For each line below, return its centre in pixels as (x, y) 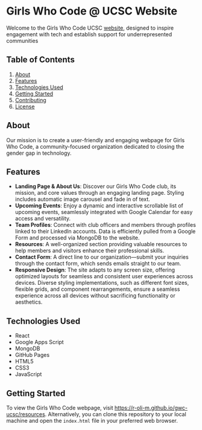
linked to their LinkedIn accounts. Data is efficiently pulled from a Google (105, 232)
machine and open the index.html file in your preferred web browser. (92, 421)
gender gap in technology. (39, 153)
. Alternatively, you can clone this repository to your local (116, 414)
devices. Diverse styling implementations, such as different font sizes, (102, 283)
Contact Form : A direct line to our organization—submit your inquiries (102, 257)
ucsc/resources (26, 414)
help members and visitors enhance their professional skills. (90, 251)
